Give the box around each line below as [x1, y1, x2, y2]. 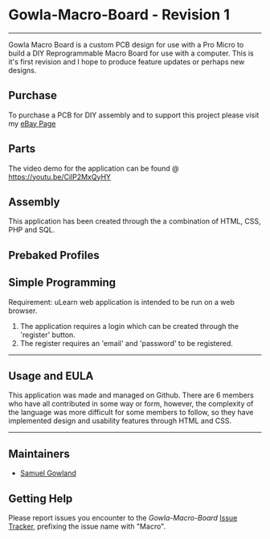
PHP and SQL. [8, 225, 55, 235]
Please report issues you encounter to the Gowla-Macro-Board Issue [8, 513, 238, 523]
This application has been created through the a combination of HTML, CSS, [8, 216, 261, 226]
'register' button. [19, 330, 76, 339]
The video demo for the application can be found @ [8, 163, 179, 173]
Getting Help [8, 492, 73, 505]
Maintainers [8, 446, 71, 460]
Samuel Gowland [19, 468, 76, 478]
